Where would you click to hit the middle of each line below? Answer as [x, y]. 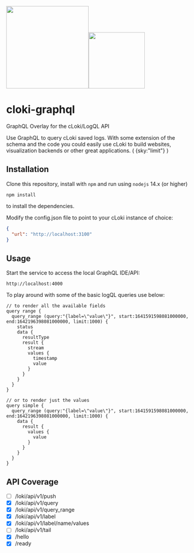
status [25, 327]
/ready [23, 543]
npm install [21, 195]
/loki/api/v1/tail [33, 530]
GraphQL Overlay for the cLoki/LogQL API [58, 126]
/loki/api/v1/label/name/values [52, 523]
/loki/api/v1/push [35, 496]
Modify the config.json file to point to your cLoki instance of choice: [90, 217]
